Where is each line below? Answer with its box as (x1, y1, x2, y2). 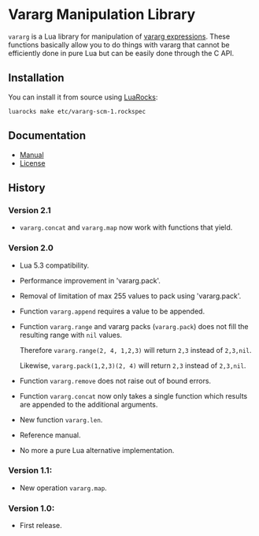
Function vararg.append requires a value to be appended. (19, 306, 205, 316)
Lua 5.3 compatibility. (19, 261, 90, 270)
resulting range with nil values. (19, 330, 123, 339)
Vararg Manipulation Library (8, 6, 196, 24)
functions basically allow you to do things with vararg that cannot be (8, 39, 230, 49)
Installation (8, 71, 65, 84)
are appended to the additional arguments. (19, 399, 158, 409)
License (19, 158, 46, 167)
